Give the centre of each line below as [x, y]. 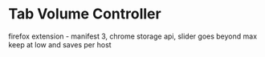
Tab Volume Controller [85, 14]
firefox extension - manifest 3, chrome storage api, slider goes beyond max [133, 36]
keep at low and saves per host [60, 44]
